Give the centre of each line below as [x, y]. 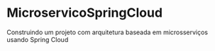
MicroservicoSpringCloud [85, 13]
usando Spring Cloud [38, 39]
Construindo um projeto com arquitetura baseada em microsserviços [107, 32]
